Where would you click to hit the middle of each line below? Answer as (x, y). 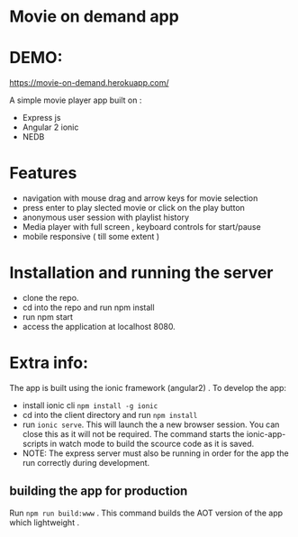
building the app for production (99, 491)
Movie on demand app (95, 17)
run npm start (48, 317)
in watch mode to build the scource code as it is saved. (152, 443)
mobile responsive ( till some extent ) (91, 237)
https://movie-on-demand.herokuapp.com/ (89, 83)
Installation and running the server (141, 273)
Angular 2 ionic (50, 127)
